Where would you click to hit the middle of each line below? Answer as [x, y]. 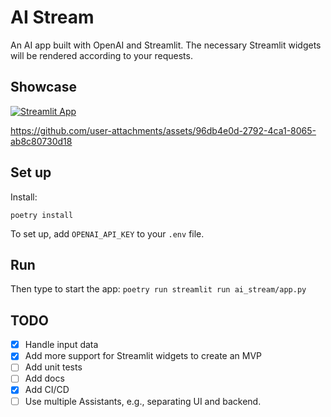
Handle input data [61, 345]
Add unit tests [53, 367]
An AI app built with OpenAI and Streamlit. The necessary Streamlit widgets [166, 45]
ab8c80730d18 [41, 141]
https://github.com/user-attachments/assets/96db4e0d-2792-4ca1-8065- [163, 130]
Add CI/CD [47, 390]
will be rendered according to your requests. [101, 55]
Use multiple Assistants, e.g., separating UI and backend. [143, 401]
